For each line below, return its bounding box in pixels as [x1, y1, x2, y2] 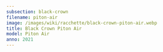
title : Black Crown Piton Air [6, 25, 82, 32]
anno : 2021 [6, 36, 34, 42]
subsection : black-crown [6, 8, 69, 15]
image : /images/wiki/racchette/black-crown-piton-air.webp [6, 20, 158, 26]
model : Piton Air [6, 31, 50, 37]
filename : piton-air [6, 14, 58, 20]
